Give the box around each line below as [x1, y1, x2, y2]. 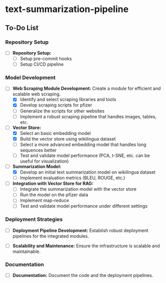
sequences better [20, 147, 57, 153]
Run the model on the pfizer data [20, 192, 89, 198]
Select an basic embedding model [20, 130, 91, 136]
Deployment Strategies [5, 216, 63, 223]
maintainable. [12, 248, 41, 254]
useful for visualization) [20, 158, 69, 164]
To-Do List [5, 24, 39, 32]
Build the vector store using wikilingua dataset [20, 135, 116, 141]
